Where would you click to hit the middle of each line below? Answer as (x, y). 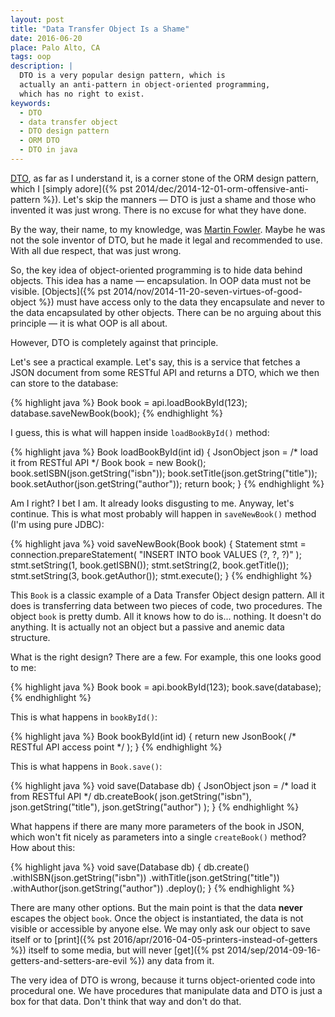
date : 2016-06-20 (46, 38)
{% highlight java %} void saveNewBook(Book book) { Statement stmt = (158, 543)
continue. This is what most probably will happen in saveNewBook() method (163, 513)
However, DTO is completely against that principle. (114, 342)
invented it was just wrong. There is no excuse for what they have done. (158, 210)
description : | (42, 66)
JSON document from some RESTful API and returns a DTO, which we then (165, 372)
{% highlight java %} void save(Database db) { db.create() (130, 867)
